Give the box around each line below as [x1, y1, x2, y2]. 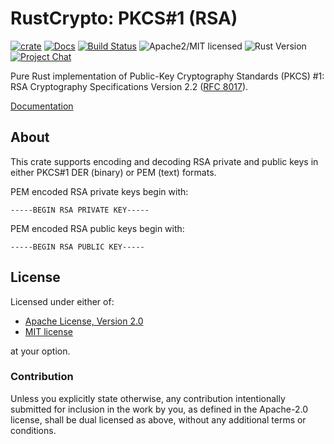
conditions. [10, 424, 57, 436]
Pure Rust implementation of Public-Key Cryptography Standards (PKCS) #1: [10, 70, 325, 82]
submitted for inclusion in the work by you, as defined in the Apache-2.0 [10, 403, 308, 415]
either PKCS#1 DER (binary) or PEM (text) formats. [10, 166, 217, 178]
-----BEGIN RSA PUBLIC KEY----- [10, 242, 145, 252]
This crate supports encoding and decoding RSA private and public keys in [10, 155, 319, 167]
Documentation [10, 100, 74, 112]
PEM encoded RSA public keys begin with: [10, 222, 185, 234]
